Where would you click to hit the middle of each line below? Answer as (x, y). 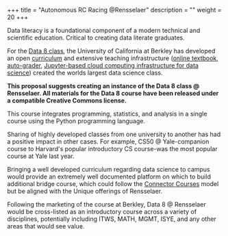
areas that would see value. (46, 226)
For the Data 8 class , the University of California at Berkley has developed (111, 51)
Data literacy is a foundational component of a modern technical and (104, 30)
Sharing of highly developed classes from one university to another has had (114, 134)
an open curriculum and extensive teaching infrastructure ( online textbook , (113, 58)
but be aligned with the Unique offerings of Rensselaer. (85, 191)
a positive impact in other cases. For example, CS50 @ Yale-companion (108, 142)
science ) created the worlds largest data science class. (85, 73)
